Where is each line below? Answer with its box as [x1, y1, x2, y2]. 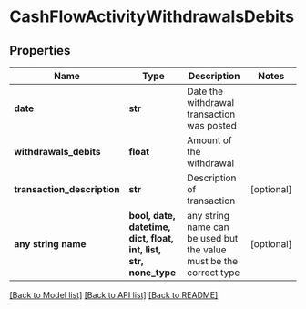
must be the [186, 255, 239, 267]
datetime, [128, 221, 171, 233]
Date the [186, 85, 224, 98]
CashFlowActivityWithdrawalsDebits [9, 6, 294, 27]
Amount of [186, 134, 232, 147]
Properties [9, 43, 71, 58]
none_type [128, 266, 176, 279]
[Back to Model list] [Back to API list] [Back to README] [9, 290, 219, 300]
